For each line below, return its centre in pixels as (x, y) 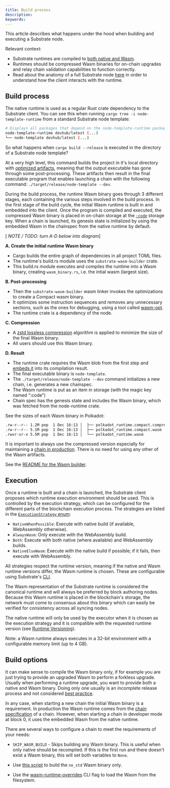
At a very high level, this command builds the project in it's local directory (82, 162)
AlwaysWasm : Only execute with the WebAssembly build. (70, 535)
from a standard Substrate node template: (86, 119)
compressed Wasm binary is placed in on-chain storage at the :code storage (85, 215)
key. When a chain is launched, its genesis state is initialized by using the (81, 221)
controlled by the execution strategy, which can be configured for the (78, 504)
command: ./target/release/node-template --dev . (58, 184)
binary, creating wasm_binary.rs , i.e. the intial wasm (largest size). (81, 272)
